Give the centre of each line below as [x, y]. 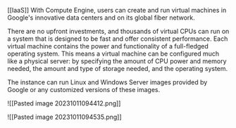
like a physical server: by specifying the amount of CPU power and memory [117, 61]
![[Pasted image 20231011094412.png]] [64, 103]
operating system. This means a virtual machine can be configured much [113, 53]
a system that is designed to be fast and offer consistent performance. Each [118, 39]
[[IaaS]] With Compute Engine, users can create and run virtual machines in [117, 10]
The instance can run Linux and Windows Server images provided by [107, 82]
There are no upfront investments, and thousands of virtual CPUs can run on [118, 31]
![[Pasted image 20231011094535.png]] [64, 117]
